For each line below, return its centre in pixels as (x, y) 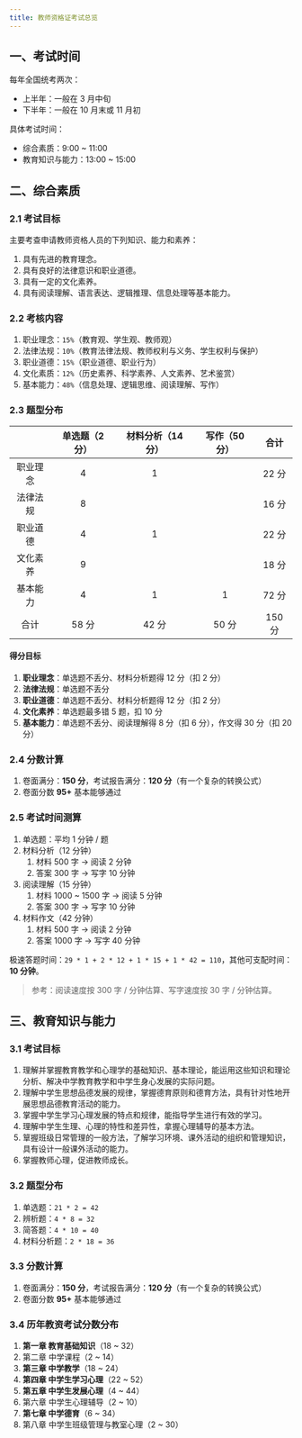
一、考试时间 (45, 56)
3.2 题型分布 (36, 1186)
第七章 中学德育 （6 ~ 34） (71, 1414)
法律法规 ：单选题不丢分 (66, 689)
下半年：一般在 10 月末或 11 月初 (81, 110)
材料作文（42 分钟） (60, 918)
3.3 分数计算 (36, 1266)
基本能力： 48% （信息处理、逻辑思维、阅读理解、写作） (123, 384)
